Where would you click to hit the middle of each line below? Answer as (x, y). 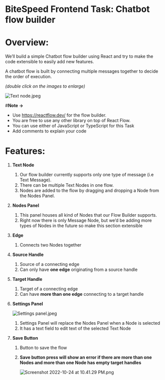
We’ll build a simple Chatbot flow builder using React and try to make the (79, 56)
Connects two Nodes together (51, 245)
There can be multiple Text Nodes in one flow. (67, 185)
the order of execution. (28, 77)
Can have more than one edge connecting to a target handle (82, 294)
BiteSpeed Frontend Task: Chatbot (78, 9)
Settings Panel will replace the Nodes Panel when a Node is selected (90, 323)
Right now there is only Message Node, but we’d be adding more (86, 221)
